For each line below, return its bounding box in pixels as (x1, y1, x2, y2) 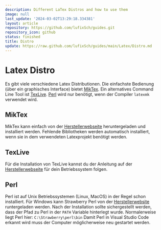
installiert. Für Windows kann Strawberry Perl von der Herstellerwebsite (5, 199, 150, 205)
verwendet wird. (5, 96, 38, 102)
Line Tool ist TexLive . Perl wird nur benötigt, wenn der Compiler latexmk (5, 91, 150, 97)
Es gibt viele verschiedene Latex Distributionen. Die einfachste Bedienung (5, 81, 154, 87)
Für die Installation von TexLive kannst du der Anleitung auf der (5, 161, 133, 167)
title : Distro (5, 39, 34, 44)
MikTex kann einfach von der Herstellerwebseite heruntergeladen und (5, 123, 146, 130)
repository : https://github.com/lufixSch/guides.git (5, 25, 115, 30)
